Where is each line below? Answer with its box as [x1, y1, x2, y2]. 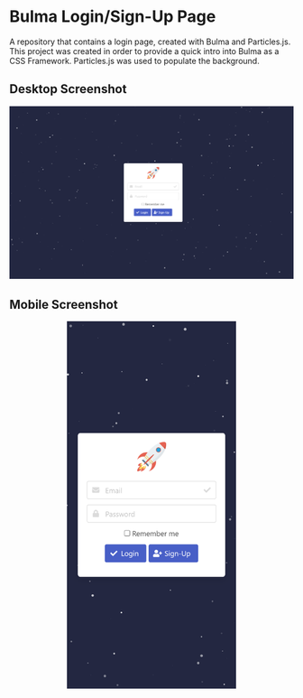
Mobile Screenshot [9, 296, 119, 312]
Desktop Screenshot [9, 81, 127, 97]
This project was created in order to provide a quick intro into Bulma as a [9, 45, 280, 56]
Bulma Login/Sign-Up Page [9, 6, 216, 27]
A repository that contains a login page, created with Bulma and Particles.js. [9, 36, 291, 47]
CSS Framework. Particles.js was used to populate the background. [9, 55, 260, 66]
